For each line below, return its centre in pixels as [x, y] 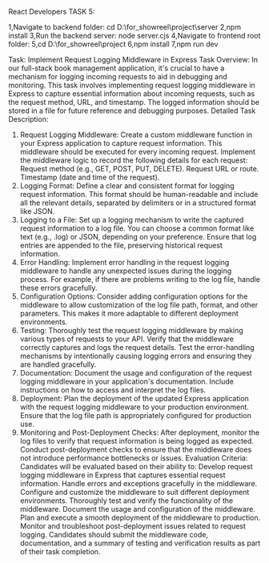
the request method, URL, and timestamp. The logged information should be [134, 102]
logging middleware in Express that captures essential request [122, 475]
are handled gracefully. [58, 364]
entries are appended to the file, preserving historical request [121, 245]
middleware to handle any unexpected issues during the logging [126, 271]
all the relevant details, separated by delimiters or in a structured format [138, 203]
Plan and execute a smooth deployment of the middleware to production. [140, 517]
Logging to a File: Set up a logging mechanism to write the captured [132, 220]
